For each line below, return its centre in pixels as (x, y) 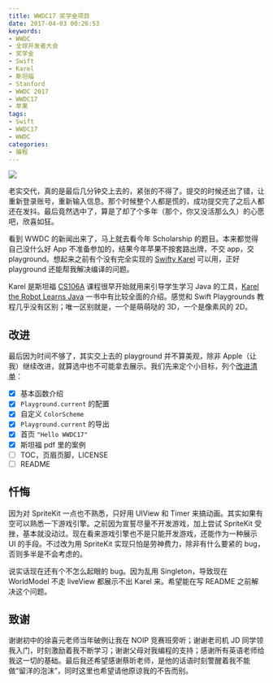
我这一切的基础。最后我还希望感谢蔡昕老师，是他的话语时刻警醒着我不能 (129, 661)
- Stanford (27, 84)
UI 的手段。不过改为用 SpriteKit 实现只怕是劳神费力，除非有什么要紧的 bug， (136, 543)
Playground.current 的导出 (65, 424)
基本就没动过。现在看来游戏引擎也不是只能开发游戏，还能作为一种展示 (140, 534)
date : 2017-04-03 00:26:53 (54, 24)
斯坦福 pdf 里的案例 (53, 444)
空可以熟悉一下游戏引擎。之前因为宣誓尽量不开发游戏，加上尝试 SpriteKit (131, 523)
